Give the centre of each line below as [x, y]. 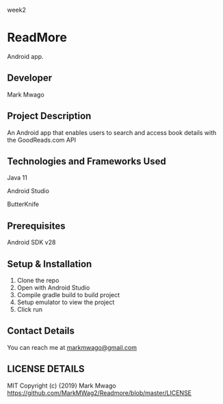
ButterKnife [23, 204]
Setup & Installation [50, 264]
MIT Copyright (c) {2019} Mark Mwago [62, 386]
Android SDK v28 [31, 242]
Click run [30, 310]
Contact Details [41, 331]
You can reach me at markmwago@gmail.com [72, 347]
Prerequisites [36, 226]
